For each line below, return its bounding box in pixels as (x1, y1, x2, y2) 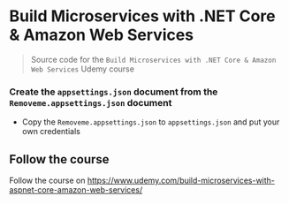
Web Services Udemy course (30, 64, 135, 74)
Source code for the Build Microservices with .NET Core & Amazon (30, 54, 277, 64)
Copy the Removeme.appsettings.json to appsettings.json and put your (21, 117, 280, 127)
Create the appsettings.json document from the (9, 86, 218, 98)
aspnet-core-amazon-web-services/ (9, 185, 143, 195)
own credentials (21, 126, 81, 137)
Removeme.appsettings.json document (9, 96, 172, 109)
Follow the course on (9, 175, 86, 186)
